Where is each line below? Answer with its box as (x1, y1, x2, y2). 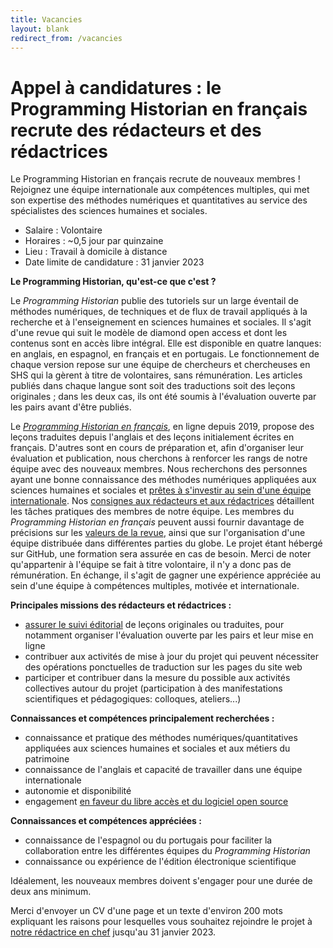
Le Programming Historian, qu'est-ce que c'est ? (10, 276, 217, 288)
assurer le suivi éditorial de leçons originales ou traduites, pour (24, 619, 285, 631)
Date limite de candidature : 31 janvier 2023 (24, 256, 205, 268)
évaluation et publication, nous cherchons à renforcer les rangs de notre (10, 452, 308, 465)
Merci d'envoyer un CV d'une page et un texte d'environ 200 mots (10, 905, 283, 917)
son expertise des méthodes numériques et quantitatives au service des (10, 194, 308, 206)
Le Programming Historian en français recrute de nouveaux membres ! (10, 173, 301, 185)
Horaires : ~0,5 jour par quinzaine (24, 235, 164, 247)
